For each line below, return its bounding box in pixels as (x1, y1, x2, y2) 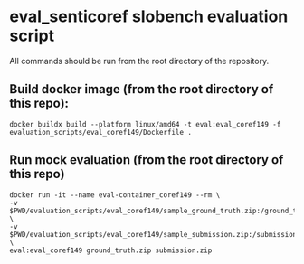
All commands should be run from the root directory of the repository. (9, 55, 270, 66)
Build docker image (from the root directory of (9, 81, 274, 97)
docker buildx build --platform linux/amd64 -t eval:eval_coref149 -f (9, 119, 281, 128)
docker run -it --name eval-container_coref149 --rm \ (9, 190, 221, 200)
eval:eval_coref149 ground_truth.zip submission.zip (9, 246, 213, 255)
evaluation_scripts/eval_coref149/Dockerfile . (9, 127, 193, 137)
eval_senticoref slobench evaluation (9, 6, 289, 27)
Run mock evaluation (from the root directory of (9, 152, 284, 168)
